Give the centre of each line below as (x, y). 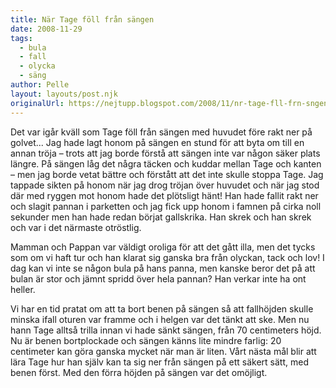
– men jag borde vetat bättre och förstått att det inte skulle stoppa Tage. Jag (167, 174)
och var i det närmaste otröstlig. (76, 227)
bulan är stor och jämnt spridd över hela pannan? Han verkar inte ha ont (158, 278)
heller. (23, 289)
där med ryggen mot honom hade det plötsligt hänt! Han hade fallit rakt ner (164, 195)
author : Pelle (40, 85)
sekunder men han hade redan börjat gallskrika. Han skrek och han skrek (161, 217)
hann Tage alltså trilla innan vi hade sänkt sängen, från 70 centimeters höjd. (166, 330)
